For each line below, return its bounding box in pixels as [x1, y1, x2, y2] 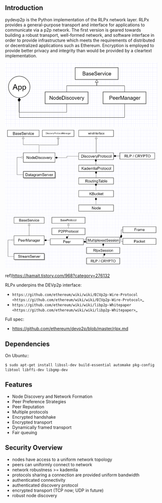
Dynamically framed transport [12, 424, 72, 430]
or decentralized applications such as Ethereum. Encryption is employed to [5, 42, 154, 48]
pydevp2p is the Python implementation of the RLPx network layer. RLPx [5, 16, 149, 22]
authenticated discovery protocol [12, 482, 78, 488]
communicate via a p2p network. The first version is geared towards [5, 27, 141, 33]
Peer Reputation [12, 404, 44, 409]
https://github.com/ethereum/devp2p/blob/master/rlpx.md [12, 326, 129, 331]
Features [5, 380, 32, 389]
